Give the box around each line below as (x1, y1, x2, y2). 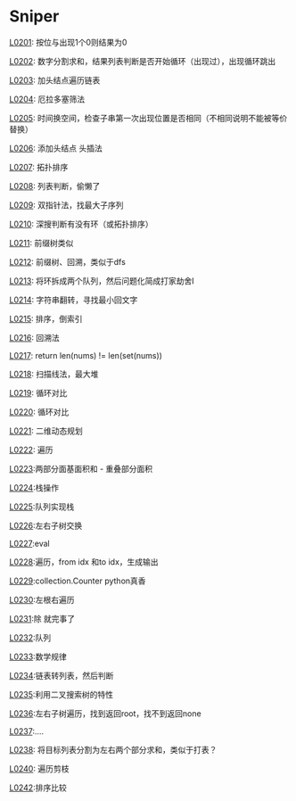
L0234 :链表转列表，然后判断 (9, 670, 114, 681)
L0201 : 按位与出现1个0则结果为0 (9, 37, 127, 47)
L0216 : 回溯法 (9, 332, 60, 343)
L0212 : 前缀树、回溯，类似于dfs (9, 256, 127, 267)
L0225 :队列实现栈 (9, 501, 75, 512)
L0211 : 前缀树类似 (9, 237, 74, 248)
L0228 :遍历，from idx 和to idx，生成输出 (9, 556, 159, 567)
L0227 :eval (9, 538, 51, 549)
